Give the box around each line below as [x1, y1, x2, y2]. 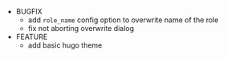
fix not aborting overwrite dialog [27, 24, 135, 33]
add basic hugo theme [27, 41, 103, 50]
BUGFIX [15, 7, 43, 16]
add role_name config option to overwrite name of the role [27, 15, 219, 25]
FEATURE [15, 32, 48, 41]
